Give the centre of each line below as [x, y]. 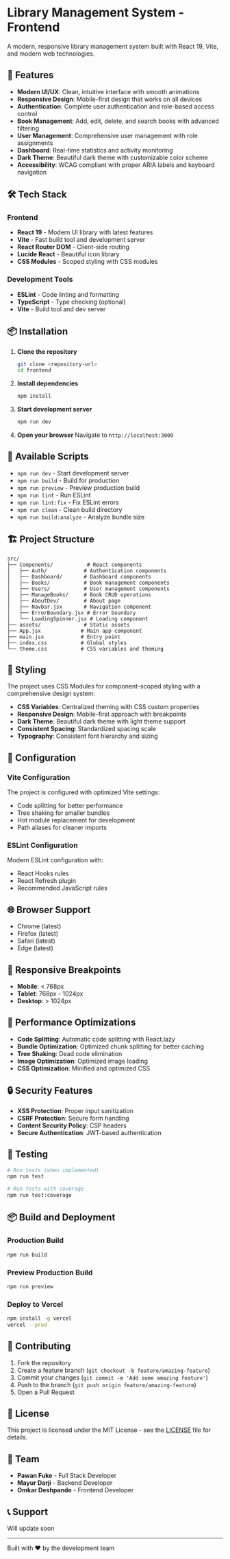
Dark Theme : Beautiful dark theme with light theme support [101, 721]
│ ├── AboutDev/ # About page [64, 601]
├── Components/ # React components [75, 565]
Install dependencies [48, 383]
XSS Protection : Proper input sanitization [75, 1110]
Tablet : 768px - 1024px [50, 994]
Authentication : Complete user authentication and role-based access [115, 106]
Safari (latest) [36, 941]
